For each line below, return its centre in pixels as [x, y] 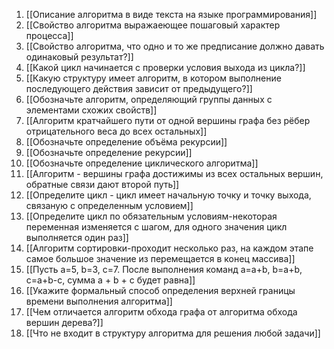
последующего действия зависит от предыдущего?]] [139, 88]
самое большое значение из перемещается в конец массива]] [160, 258]
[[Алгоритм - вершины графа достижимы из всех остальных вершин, [174, 173]
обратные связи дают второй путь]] [102, 184]
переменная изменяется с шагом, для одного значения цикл [156, 227]
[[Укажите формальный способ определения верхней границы [160, 290]
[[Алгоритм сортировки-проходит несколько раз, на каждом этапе [169, 248]
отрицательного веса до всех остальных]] [116, 131]
